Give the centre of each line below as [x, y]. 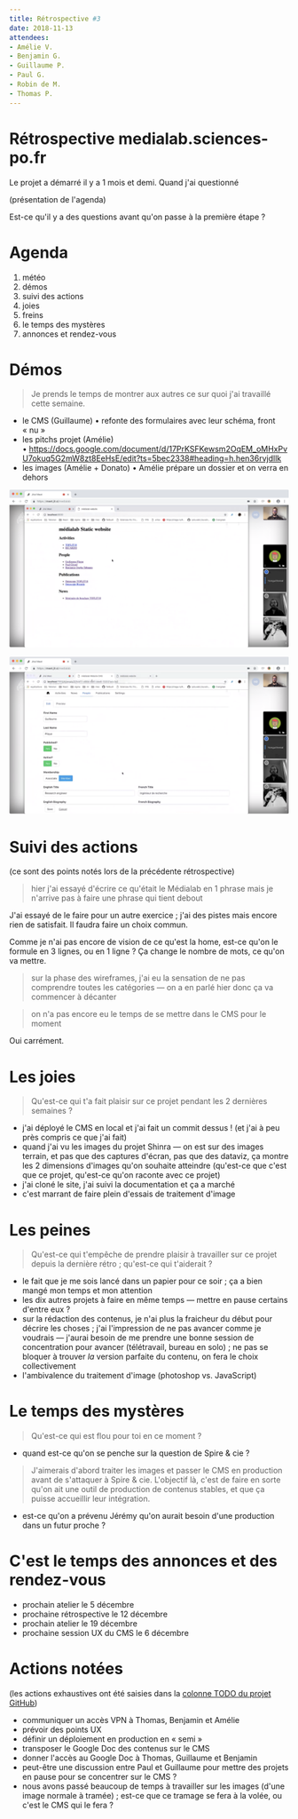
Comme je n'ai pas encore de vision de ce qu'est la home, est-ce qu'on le [144, 942]
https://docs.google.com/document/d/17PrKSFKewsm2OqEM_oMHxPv [158, 449]
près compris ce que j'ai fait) [74, 1138]
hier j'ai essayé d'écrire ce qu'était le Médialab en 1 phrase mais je [152, 889]
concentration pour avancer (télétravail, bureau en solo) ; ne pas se [145, 1347]
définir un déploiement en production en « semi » [112, 1739]
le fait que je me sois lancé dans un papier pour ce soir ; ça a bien [142, 1281]
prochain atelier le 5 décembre [78, 1605]
